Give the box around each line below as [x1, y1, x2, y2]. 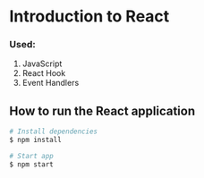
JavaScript [21, 58, 63, 69]
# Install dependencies [9, 127, 98, 136]
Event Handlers [21, 78, 80, 89]
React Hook [21, 68, 66, 79]
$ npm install [9, 136, 63, 145]
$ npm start [9, 159, 54, 169]
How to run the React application [9, 103, 196, 118]
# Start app [9, 152, 54, 161]
